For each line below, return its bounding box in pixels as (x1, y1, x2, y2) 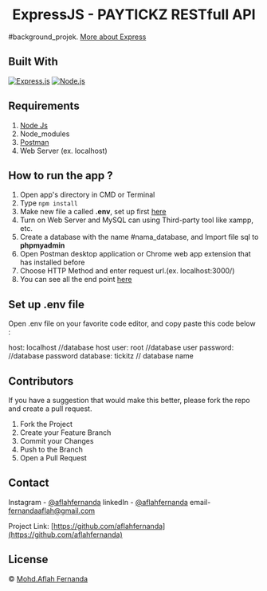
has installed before (19, 257, 85, 268)
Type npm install (19, 198, 78, 208)
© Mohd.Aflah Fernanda (8, 573, 88, 583)
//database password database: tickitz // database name (8, 351, 194, 361)
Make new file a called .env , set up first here (19, 207, 167, 217)
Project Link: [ (8, 521, 54, 530)
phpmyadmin (19, 241, 65, 250)
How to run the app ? (8, 169, 113, 182)
